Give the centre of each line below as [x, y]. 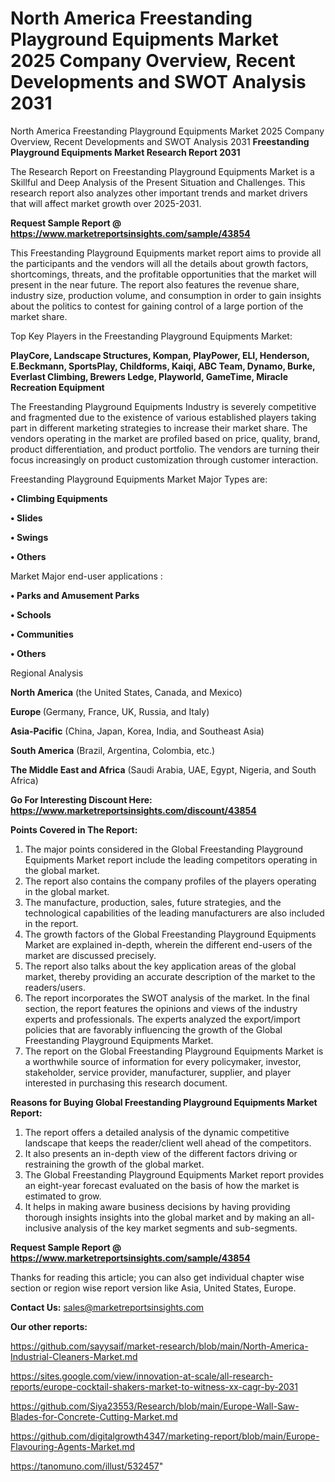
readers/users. [55, 987]
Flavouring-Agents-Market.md [73, 1446]
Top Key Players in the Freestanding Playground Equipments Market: [151, 336]
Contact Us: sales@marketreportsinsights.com [107, 1307]
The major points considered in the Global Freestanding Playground [164, 849]
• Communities [42, 634]
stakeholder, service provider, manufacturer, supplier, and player [158, 1072]
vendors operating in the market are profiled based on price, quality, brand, [165, 438]
